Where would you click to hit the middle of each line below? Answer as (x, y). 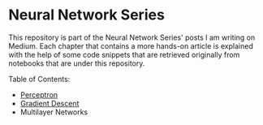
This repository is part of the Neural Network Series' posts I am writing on (132, 37)
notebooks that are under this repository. (77, 63)
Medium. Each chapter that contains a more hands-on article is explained (131, 45)
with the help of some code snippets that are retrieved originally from (124, 54)
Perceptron (39, 94)
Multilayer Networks (54, 112)
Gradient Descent (50, 103)
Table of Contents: (39, 79)
